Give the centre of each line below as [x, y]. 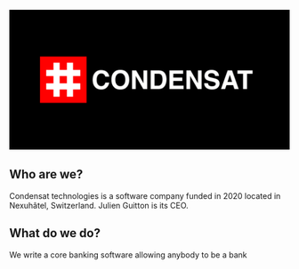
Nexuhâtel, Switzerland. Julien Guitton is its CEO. [99, 205]
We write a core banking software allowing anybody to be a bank [128, 255]
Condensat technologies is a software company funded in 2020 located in [145, 195]
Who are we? [46, 174]
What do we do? [55, 233]
